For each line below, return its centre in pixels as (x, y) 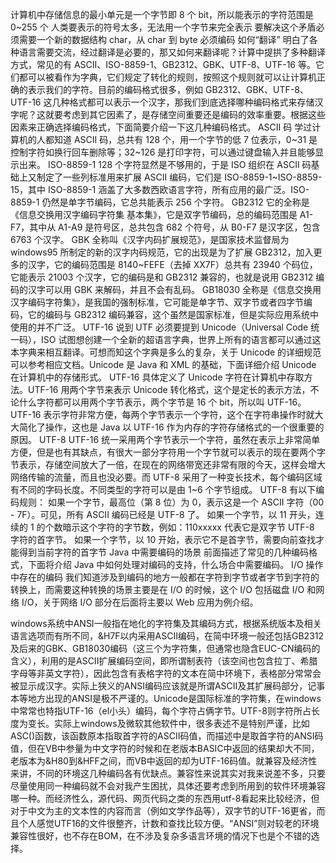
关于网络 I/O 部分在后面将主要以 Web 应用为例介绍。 (150, 602)
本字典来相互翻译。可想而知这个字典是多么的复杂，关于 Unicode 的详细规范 (166, 352)
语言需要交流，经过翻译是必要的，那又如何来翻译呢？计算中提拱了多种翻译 (172, 52)
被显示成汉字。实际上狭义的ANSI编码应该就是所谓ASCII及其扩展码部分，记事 (168, 686)
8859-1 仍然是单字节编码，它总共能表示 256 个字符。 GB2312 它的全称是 (160, 202)
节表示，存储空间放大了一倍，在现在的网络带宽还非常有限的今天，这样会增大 (168, 464)
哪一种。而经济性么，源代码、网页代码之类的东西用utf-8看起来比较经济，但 (165, 798)
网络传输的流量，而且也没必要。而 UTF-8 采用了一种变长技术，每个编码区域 (166, 477)
